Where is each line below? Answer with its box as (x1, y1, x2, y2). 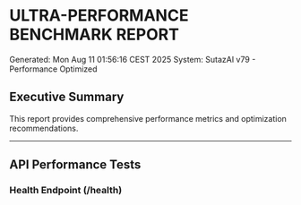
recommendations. (9, 123, 79, 133)
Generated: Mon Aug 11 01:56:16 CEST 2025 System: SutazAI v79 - (9, 54, 256, 64)
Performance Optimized (9, 64, 98, 74)
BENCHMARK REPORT (9, 24, 179, 45)
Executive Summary (9, 90, 125, 105)
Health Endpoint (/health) (9, 184, 123, 197)
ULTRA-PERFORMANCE (9, 5, 189, 26)
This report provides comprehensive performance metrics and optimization (9, 113, 287, 124)
